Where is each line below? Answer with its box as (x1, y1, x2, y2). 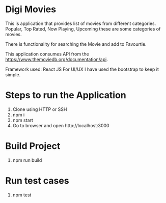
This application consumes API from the (5, 51, 89, 57)
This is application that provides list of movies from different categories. (5, 20, 156, 26)
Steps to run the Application (5, 90, 126, 101)
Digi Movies (5, 4, 57, 15)
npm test (12, 192, 32, 198)
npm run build (12, 157, 42, 163)
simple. (5, 71, 21, 77)
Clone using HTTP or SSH (12, 106, 67, 112)
